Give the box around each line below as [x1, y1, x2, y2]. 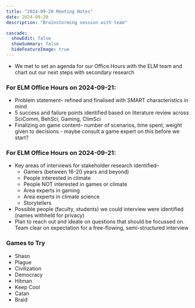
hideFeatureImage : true [11, 46, 69, 53]
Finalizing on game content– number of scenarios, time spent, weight [14, 121, 182, 129]
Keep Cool [14, 283, 40, 290]
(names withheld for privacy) [14, 212, 85, 219]
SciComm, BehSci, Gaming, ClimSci [14, 116, 101, 123]
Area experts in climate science [23, 193, 100, 200]
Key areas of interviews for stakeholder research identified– [14, 162, 160, 169]
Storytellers [23, 199, 52, 207]
